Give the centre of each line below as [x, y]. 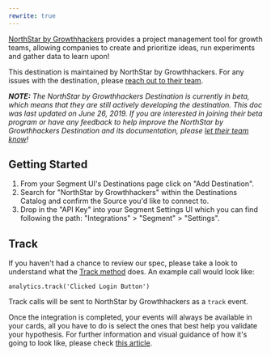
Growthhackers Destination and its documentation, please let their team [129, 130]
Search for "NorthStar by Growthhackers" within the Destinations [128, 193]
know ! [19, 139]
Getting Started [48, 165]
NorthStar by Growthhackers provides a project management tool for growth [135, 39]
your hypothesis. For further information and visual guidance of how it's [128, 335]
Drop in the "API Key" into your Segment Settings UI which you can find [139, 210]
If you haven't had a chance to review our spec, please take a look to [123, 263]
